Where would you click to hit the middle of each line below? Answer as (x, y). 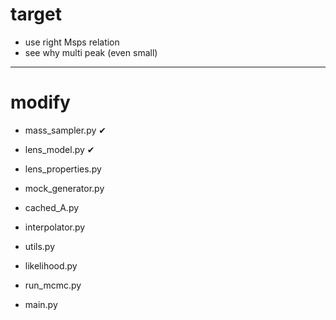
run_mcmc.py (53, 285)
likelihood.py (51, 265)
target (36, 14)
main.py (41, 304)
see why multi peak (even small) (91, 52)
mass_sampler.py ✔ (65, 130)
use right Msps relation (72, 42)
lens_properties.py (63, 169)
